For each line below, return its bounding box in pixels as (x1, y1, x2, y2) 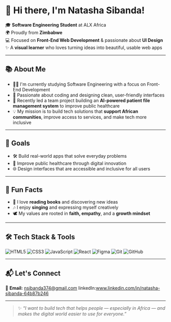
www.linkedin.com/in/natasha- (96, 285, 160, 291)
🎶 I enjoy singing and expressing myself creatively (12, 204, 119, 211)
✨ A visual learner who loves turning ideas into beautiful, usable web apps (5, 44, 162, 51)
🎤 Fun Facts (5, 185, 43, 194)
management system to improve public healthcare (12, 103, 120, 109)
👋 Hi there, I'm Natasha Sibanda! (5, 5, 145, 16)
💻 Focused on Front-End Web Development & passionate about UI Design (5, 37, 163, 43)
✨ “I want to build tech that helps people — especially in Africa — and (17, 305, 165, 311)
